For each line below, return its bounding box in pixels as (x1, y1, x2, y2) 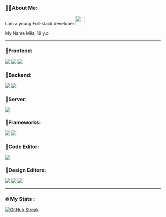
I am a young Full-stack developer (5, 21, 75, 27)
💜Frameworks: (5, 119, 41, 126)
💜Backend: (5, 71, 32, 78)
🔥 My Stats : (5, 196, 35, 202)
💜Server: (5, 96, 27, 103)
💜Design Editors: (5, 166, 46, 173)
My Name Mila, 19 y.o (5, 30, 49, 36)
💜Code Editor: (5, 143, 40, 150)
